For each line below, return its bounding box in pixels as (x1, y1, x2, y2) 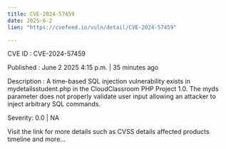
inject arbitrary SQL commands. (7, 100, 101, 108)
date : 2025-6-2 (7, 17, 53, 24)
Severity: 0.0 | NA (7, 113, 59, 122)
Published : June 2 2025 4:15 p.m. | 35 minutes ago (7, 63, 159, 72)
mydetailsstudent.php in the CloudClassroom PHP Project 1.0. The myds (7, 85, 219, 93)
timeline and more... (7, 135, 66, 143)
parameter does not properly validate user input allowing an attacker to (7, 92, 216, 101)
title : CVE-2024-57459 (7, 10, 75, 18)
